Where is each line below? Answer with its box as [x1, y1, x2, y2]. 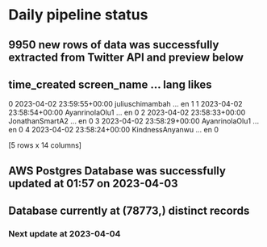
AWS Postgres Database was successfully [8, 164, 226, 178]
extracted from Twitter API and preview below [8, 50, 244, 64]
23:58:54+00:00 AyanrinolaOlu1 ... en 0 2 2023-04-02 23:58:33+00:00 [8, 107, 246, 118]
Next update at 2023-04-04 [8, 228, 121, 240]
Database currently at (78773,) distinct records [8, 204, 250, 218]
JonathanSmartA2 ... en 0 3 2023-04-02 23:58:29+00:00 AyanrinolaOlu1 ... [8, 116, 260, 126]
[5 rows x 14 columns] [8, 140, 82, 150]
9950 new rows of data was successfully [8, 38, 219, 52]
